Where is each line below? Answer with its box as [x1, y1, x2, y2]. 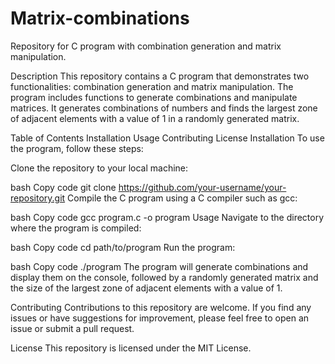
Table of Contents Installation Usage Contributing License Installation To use [10, 132, 325, 144]
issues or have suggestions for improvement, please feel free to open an [10, 312, 310, 324]
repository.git [10, 192, 66, 204]
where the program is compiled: [10, 222, 142, 234]
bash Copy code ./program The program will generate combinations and [10, 260, 309, 272]
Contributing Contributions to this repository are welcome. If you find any [10, 301, 312, 313]
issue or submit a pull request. [10, 322, 135, 334]
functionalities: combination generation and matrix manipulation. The [10, 80, 294, 92]
